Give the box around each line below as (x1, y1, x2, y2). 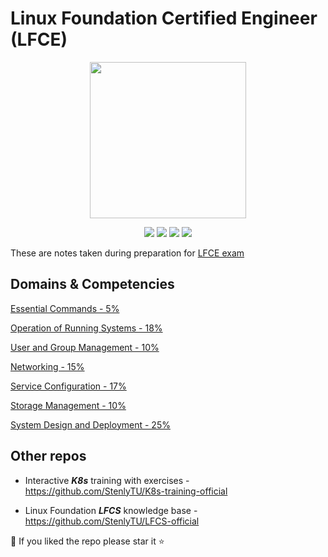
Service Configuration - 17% (10, 380, 127, 392)
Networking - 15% (10, 360, 85, 372)
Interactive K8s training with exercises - (24, 474, 190, 486)
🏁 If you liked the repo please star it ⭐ (10, 535, 165, 547)
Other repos (10, 448, 87, 465)
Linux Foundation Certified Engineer (10, 7, 318, 30)
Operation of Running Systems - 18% (10, 322, 163, 334)
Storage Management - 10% (10, 399, 127, 411)
